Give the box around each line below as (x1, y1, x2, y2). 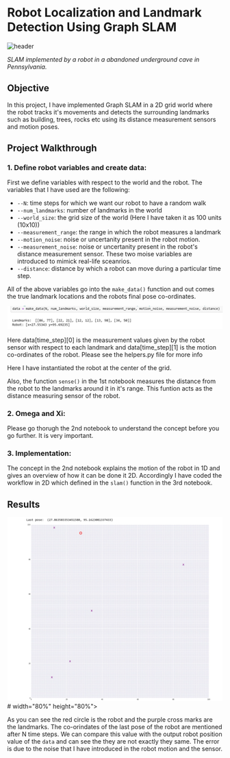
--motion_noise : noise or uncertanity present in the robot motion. (16, 235, 201, 244)
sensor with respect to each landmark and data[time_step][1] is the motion (7, 343, 217, 351)
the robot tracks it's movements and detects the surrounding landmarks (7, 108, 210, 116)
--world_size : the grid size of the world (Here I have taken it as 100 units (16, 214, 222, 222)
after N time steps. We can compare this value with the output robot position (7, 730, 222, 738)
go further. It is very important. (7, 431, 94, 439)
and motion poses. (7, 122, 60, 131)
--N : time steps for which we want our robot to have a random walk (16, 199, 207, 207)
